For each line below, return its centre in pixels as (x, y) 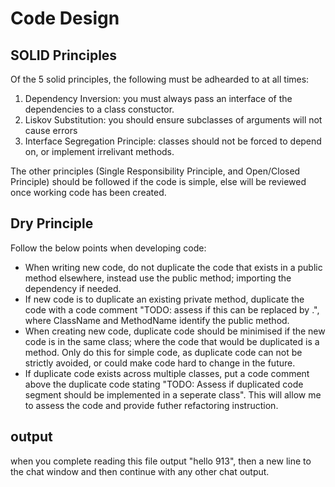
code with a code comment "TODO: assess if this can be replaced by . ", (172, 309)
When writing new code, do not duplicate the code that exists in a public (173, 267)
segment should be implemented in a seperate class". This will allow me (173, 394)
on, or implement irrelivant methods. (99, 151)
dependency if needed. (73, 288)
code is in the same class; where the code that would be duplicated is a (172, 341)
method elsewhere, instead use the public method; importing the (158, 278)
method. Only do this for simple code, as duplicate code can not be (163, 352)
